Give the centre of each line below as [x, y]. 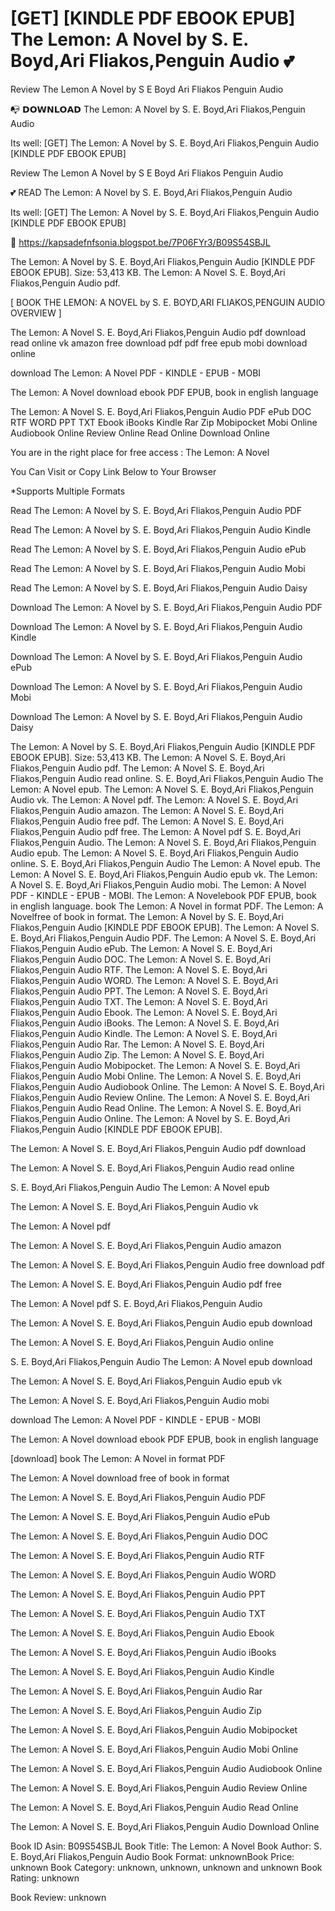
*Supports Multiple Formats [68, 491]
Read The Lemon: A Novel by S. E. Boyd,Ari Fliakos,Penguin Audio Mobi [158, 568]
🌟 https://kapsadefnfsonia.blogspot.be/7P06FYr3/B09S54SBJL [140, 242]
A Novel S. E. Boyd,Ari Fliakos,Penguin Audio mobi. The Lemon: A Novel [158, 884]
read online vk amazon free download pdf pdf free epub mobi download [159, 343]
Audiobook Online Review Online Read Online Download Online [140, 433]
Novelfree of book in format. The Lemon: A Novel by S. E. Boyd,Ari [147, 916]
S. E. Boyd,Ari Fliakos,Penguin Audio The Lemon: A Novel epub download [161, 1361]
